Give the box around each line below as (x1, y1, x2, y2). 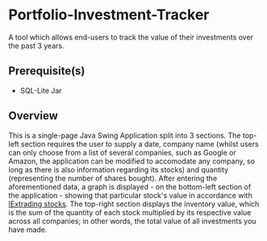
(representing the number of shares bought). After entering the (8, 173, 218, 183)
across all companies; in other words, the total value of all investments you (8, 216, 257, 226)
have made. (8, 224, 48, 235)
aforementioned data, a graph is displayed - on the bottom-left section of (8, 181, 252, 191)
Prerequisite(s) (8, 64, 86, 78)
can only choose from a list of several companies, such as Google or (8, 148, 236, 157)
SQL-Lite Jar (19, 85, 62, 95)
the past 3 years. (8, 40, 65, 50)
